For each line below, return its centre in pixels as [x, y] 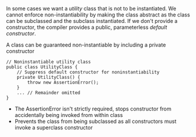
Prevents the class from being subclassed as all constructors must [95, 121]
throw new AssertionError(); [63, 82]
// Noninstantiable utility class [49, 62]
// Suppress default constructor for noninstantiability [88, 72]
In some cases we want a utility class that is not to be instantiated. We [91, 9]
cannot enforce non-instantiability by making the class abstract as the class [98, 15]
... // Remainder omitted [49, 93]
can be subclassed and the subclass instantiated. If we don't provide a [92, 21]
